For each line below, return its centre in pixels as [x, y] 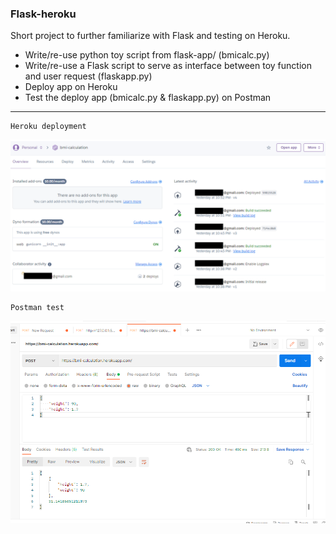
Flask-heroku [43, 14]
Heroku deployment [48, 127]
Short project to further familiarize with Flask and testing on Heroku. [150, 36]
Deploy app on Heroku [71, 87]
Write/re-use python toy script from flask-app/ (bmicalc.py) [147, 55]
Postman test [37, 308]
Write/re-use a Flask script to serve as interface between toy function [168, 66]
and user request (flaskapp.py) [88, 76]
